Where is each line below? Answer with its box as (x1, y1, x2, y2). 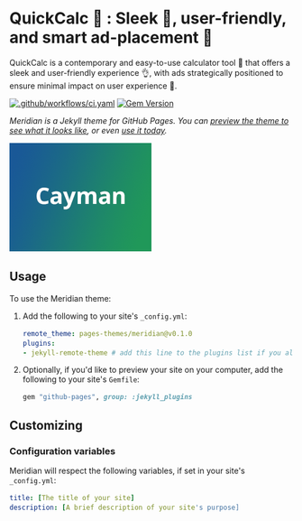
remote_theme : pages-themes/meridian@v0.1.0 (22, 329, 193, 338)
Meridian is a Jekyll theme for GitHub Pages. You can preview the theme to (9, 115, 289, 126)
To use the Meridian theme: (9, 293, 112, 303)
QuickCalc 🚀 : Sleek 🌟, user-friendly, (9, 8, 287, 29)
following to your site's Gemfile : (22, 374, 140, 385)
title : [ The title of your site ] (9, 493, 135, 502)
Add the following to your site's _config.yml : (22, 311, 188, 321)
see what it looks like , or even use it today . (9, 125, 168, 135)
